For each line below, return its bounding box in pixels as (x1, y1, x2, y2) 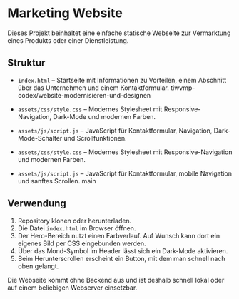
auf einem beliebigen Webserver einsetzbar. (7, 283, 138, 292)
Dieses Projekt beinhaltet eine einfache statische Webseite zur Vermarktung (7, 29, 231, 37)
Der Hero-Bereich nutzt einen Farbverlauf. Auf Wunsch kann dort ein (17, 231, 220, 240)
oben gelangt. (17, 262, 59, 270)
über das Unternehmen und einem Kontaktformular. (17, 83, 169, 92)
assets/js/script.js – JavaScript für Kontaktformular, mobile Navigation (17, 169, 232, 178)
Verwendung (7, 198, 66, 210)
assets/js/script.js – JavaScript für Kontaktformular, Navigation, (17, 126, 213, 135)
